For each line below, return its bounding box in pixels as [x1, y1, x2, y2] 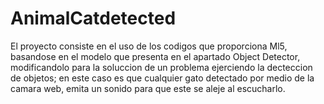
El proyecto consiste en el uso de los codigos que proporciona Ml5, [10, 40, 288, 52]
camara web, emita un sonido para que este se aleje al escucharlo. [10, 82, 286, 94]
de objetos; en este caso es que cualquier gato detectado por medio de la [10, 72, 315, 84]
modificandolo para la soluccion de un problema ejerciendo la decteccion [10, 61, 313, 73]
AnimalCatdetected [10, 7, 177, 30]
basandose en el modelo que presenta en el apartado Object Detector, [10, 50, 301, 62]
